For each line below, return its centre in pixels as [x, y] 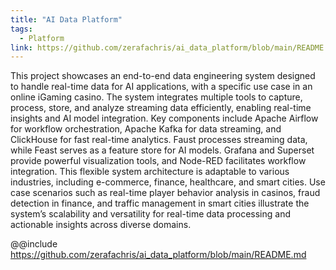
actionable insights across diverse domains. [101, 225]
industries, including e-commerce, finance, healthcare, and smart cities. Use [168, 182]
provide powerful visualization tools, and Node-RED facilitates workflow [158, 161]
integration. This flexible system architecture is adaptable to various [150, 172]
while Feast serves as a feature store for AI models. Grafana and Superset [162, 150]
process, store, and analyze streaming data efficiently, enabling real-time [161, 108]
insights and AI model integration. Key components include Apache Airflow [164, 118]
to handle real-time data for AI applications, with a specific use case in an [161, 87]
